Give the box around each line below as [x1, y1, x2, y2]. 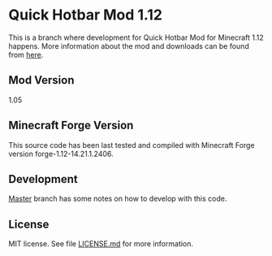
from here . [8, 50, 44, 59]
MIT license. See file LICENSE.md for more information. [8, 239, 193, 249]
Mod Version [8, 73, 75, 87]
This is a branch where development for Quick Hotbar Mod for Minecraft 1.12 [8, 33, 264, 42]
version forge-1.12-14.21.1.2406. [8, 149, 114, 158]
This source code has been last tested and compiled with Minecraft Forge [8, 140, 255, 150]
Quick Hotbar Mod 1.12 [8, 6, 162, 24]
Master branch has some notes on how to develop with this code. [8, 193, 227, 204]
